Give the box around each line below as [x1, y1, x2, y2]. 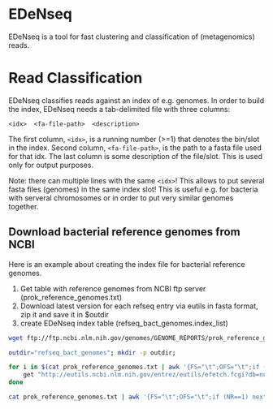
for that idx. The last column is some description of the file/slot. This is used [8, 151, 262, 161]
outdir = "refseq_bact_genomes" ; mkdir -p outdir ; [8, 348, 176, 357]
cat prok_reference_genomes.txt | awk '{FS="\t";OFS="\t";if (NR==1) [8, 393, 249, 402]
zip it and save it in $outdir [19, 309, 110, 319]
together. [8, 201, 39, 211]
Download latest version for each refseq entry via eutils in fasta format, [19, 301, 258, 311]
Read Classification [8, 69, 143, 88]
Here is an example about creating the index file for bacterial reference [8, 259, 245, 269]
